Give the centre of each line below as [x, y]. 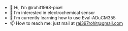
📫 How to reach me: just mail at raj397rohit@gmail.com [66, 23]
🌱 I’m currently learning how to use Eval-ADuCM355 [63, 18]
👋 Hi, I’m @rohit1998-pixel [36, 8]
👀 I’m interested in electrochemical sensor [52, 13]
